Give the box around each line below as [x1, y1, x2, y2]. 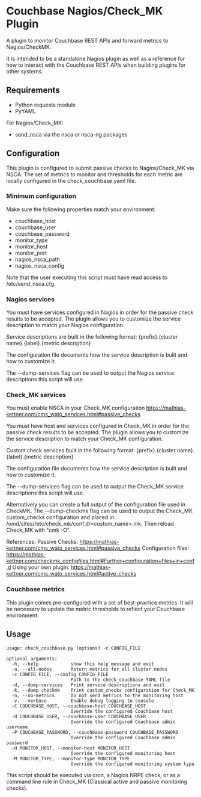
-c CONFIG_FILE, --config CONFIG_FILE [11, 671, 109, 677]
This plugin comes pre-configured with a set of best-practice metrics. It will [6, 599, 193, 606]
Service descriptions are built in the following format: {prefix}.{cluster [6, 333, 178, 340]
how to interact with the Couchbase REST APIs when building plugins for [6, 61, 186, 69]
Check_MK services [6, 391, 66, 399]
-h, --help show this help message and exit [11, 660, 154, 667]
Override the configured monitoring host [70, 750, 176, 756]
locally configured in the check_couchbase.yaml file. [6, 177, 136, 184]
